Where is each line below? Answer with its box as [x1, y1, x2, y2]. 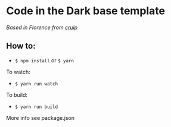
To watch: [6, 68, 31, 75]
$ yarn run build [14, 104, 58, 110]
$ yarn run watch [14, 81, 58, 87]
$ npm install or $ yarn [14, 56, 74, 63]
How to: [6, 41, 36, 51]
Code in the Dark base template [6, 4, 166, 18]
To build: [6, 91, 28, 99]
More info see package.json [6, 114, 74, 121]
